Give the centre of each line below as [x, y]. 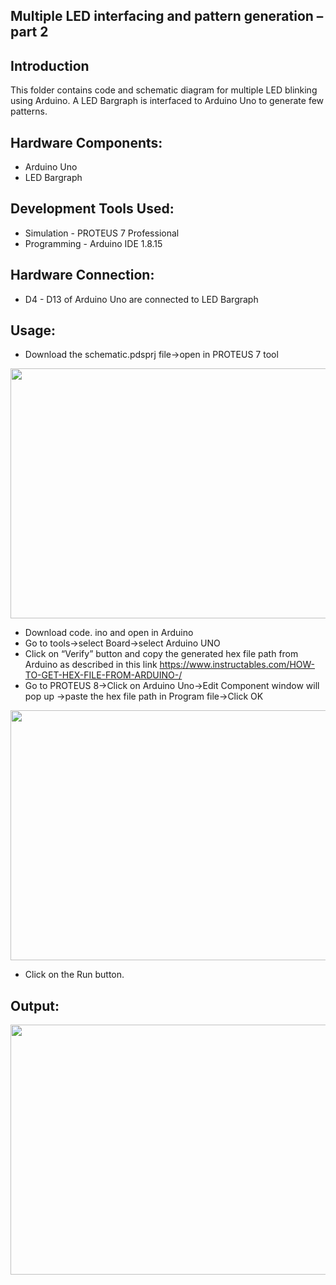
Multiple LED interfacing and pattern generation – [167, 16]
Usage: [33, 330]
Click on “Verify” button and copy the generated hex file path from [161, 654]
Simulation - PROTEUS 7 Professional [102, 233]
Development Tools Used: [92, 209]
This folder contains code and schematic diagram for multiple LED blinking [164, 90]
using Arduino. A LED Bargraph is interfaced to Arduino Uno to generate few [167, 101]
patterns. [29, 111]
